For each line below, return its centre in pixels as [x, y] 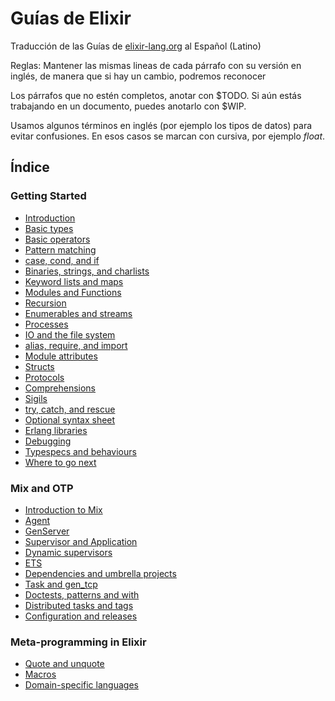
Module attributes [61, 356]
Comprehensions [60, 388]
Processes [46, 324]
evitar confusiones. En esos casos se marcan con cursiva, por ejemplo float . [168, 136]
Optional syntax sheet [70, 419]
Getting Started [48, 196]
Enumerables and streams [78, 313]
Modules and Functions [73, 292]
